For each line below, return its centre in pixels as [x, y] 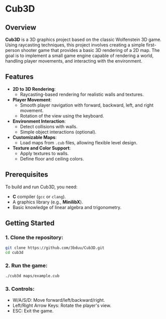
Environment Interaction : [39, 121]
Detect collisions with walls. [49, 126]
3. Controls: [20, 289]
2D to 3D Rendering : [34, 89]
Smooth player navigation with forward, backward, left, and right [87, 105]
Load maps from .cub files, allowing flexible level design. [79, 142]
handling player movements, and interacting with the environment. [74, 61]
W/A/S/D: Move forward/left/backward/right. [59, 300]
